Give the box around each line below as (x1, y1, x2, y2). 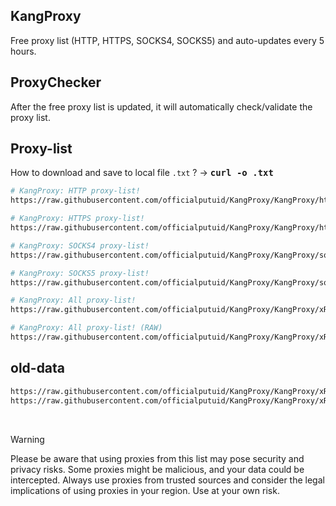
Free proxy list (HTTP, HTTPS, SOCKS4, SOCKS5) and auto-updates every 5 (10, 34, 325, 46)
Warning (10, 433, 45, 445)
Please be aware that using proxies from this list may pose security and (10, 452, 305, 464)
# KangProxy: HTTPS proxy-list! (10, 214, 145, 224)
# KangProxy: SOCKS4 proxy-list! (10, 240, 150, 251)
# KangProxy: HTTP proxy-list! (10, 186, 141, 196)
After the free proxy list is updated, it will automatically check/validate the (10, 100, 313, 113)
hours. (10, 45, 37, 57)
